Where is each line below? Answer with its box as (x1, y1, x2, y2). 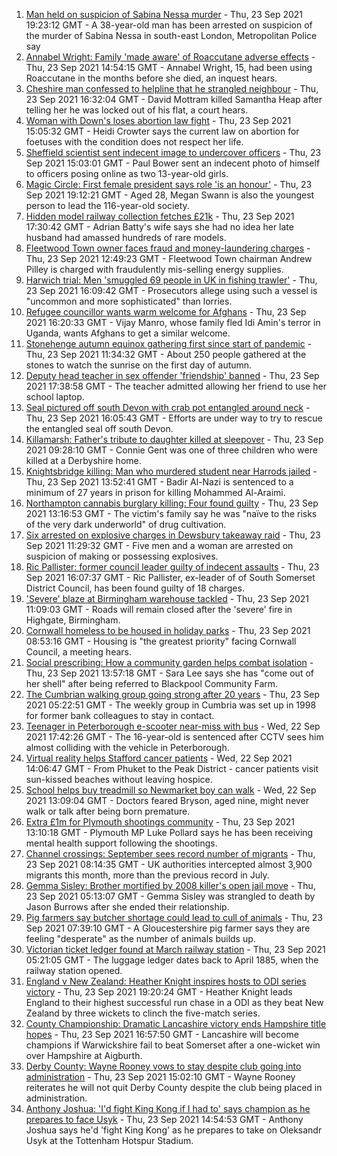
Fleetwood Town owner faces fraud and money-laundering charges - (25, 242, 311, 254)
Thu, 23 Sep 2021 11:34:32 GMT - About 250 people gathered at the (25, 349, 307, 360)
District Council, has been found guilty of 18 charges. (25, 582, 245, 594)
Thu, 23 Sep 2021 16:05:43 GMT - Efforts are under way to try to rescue (25, 412, 323, 424)
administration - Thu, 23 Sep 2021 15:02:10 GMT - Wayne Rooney (25, 1071, 296, 1083)
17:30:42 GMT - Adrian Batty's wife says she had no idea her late (25, 221, 294, 233)
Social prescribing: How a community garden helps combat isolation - (25, 657, 314, 668)
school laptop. (25, 391, 85, 403)
